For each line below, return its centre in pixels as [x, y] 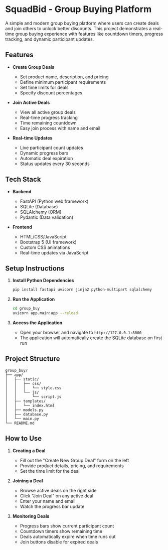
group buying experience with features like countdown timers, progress [89, 34]
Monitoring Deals [31, 516]
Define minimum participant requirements [63, 82]
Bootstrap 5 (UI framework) [48, 242]
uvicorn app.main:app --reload [45, 313]
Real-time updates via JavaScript [54, 252]
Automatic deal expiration [46, 158]
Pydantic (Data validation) [47, 217]
